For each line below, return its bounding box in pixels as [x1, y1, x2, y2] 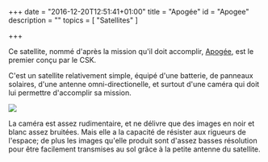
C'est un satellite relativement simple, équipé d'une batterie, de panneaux [8, 71, 253, 80]
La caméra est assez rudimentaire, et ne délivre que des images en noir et [8, 118, 255, 128]
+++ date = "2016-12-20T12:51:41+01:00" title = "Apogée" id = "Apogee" [8, 7, 249, 16]
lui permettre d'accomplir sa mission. [8, 88, 132, 98]
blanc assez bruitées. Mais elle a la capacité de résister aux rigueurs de [8, 127, 246, 136]
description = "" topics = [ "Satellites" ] [8, 15, 139, 25]
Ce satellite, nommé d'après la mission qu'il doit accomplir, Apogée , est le [8, 47, 254, 56]
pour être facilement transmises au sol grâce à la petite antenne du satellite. [8, 144, 261, 154]
